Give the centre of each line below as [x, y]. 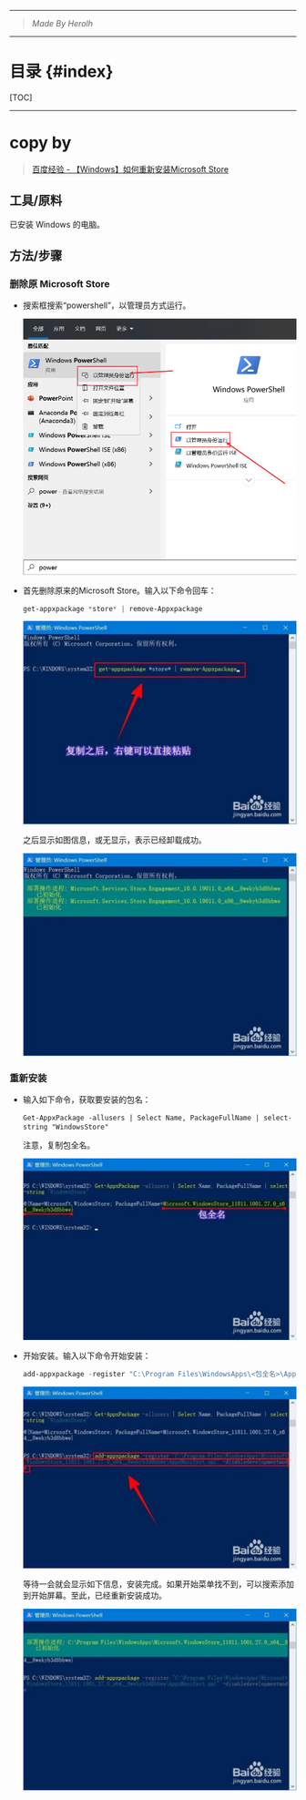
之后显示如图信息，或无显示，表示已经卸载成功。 [114, 840]
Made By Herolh [62, 23]
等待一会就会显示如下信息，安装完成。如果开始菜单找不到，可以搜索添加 [158, 1584]
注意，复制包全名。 [59, 1145]
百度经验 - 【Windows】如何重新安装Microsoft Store [130, 169]
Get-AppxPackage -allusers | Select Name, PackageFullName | [141, 1118]
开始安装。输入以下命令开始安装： [87, 1356]
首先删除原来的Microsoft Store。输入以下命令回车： [119, 590]
